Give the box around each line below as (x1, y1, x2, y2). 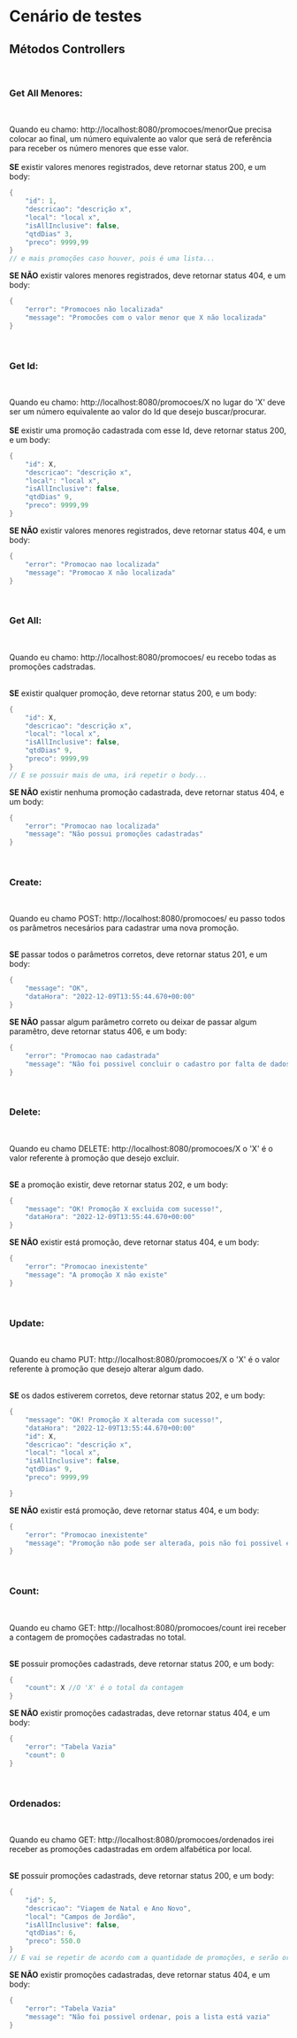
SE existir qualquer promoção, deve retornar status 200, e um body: (9, 688, 257, 699)
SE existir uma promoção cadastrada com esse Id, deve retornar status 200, (9, 425, 287, 436)
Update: (9, 1316, 45, 1329)
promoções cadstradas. (9, 661, 96, 672)
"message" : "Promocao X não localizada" (25, 568, 176, 577)
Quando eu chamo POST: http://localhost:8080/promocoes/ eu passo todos (9, 914, 286, 924)
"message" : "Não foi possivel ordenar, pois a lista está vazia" (25, 2012, 271, 2021)
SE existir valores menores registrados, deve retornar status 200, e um (9, 162, 267, 173)
